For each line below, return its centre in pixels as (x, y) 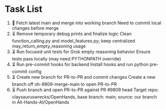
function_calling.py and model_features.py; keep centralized (73, 41)
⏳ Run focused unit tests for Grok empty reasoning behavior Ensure (81, 52)
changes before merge (35, 28)
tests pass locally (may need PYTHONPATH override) (66, 58)
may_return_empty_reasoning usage (49, 46)
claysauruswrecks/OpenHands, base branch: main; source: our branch (84, 97)
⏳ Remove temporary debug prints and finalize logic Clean (72, 34)
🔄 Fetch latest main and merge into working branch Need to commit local (86, 23)
